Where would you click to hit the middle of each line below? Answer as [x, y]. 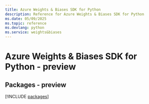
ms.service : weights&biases [33, 32]
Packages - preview [36, 85]
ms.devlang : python [25, 28]
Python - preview [41, 67]
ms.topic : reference [26, 23]
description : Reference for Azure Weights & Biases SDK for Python [75, 14]
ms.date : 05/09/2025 [26, 19]
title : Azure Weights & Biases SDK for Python [53, 10]
